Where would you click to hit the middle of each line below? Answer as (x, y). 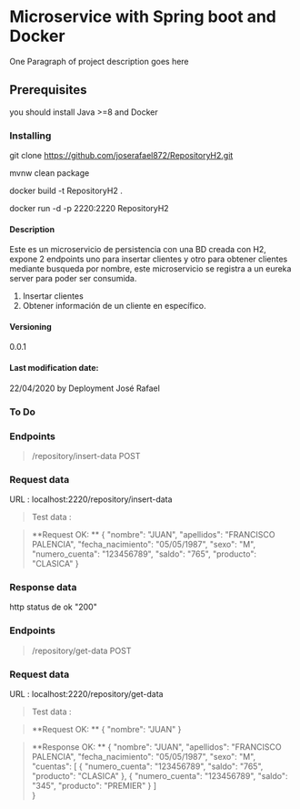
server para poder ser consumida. (73, 279)
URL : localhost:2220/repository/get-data (86, 694)
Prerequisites (48, 90)
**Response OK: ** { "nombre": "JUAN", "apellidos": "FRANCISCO (156, 747)
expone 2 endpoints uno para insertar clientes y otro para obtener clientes (149, 259)
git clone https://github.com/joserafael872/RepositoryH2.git (121, 156)
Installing (30, 136)
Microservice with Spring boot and (143, 17)
